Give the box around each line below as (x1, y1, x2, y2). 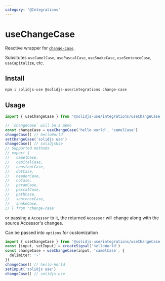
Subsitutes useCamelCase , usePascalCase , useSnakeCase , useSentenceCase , (5, 54, 152, 60)
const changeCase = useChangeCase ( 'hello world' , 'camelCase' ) (5, 127, 138, 133)
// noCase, (5, 178, 32, 183)
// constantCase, (5, 164, 45, 169)
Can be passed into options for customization (5, 230, 98, 235)
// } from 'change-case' (5, 206, 56, 211)
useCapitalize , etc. (5, 60, 44, 66)
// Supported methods (5, 146, 50, 151)
